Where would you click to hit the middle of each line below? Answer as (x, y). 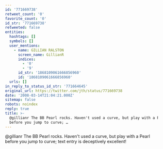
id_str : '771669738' (26, 23)
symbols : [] (22, 41)
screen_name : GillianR (41, 55)
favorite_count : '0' (26, 18)
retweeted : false (23, 28)
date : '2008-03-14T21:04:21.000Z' (40, 95)
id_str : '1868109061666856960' (49, 73)
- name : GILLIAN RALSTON (39, 50)
